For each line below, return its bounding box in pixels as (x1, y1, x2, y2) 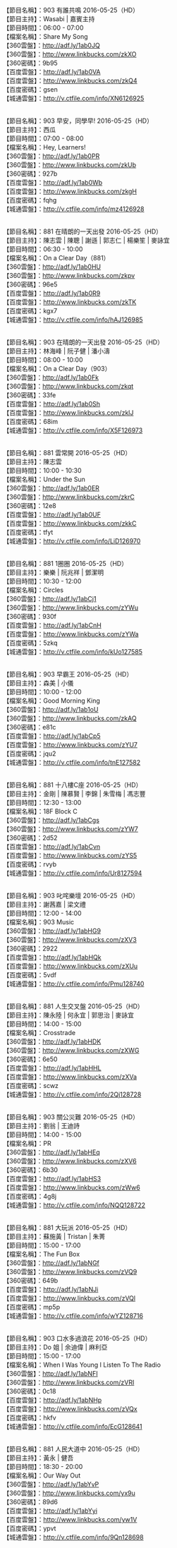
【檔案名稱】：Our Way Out (3, 1471, 81, 1480)
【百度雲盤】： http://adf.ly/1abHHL (3, 1064, 102, 1072)
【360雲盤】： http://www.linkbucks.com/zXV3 (3, 936, 137, 943)
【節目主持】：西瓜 (3, 126, 56, 133)
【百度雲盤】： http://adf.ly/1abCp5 (3, 732, 101, 740)
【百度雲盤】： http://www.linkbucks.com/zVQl (3, 1294, 135, 1302)
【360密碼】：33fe (3, 391, 56, 399)
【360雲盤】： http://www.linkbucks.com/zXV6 (3, 1157, 137, 1165)
